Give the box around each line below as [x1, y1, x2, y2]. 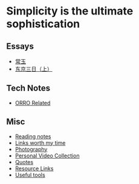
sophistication [6, 17, 80, 31]
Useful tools [15, 171, 45, 179]
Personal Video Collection [15, 152, 80, 159]
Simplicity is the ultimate [6, 4, 134, 18]
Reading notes [15, 133, 51, 140]
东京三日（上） [15, 65, 53, 72]
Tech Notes [6, 83, 50, 94]
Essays [6, 41, 34, 51]
